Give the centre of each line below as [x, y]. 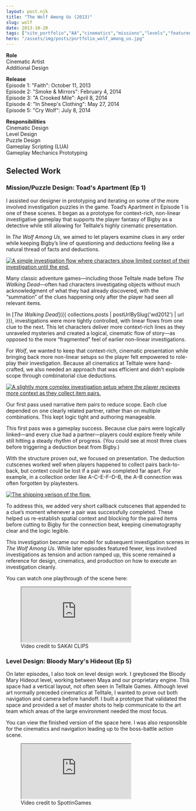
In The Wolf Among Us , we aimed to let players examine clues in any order [95, 237]
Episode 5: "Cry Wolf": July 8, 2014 [48, 110]
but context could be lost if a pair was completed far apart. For [96, 470]
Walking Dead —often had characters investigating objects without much [93, 284]
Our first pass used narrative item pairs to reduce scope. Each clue [87, 404]
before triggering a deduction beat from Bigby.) [63, 447]
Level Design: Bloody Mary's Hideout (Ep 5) [69, 661]
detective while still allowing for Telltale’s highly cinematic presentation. [92, 225]
